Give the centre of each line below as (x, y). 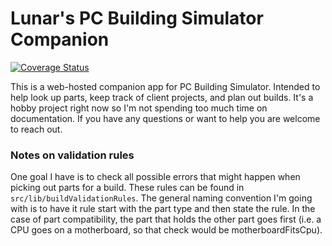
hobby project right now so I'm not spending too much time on (139, 108)
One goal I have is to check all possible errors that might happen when (155, 177)
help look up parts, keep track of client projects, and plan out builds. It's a (162, 97)
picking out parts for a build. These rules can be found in (127, 188)
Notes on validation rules (72, 155)
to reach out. (36, 129)
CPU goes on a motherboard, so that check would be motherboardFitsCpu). (166, 230)
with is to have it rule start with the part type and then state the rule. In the (163, 209)
